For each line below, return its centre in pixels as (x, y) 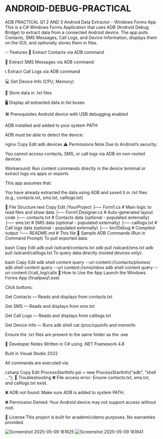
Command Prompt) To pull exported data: (47, 238)
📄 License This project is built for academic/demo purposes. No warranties (80, 417)
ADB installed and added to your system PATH (51, 125)
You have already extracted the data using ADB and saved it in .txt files (76, 192)
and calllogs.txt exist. (26, 383)
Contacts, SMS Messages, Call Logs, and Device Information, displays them (81, 38)
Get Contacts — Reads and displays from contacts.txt (59, 297)
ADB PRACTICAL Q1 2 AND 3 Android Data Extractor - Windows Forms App (81, 22)
